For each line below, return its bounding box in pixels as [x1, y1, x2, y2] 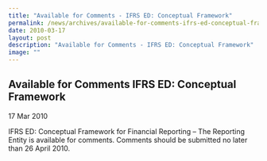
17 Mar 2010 [8, 111, 48, 121]
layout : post [8, 33, 52, 42]
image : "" [8, 48, 41, 56]
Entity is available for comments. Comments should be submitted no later [8, 135, 248, 144]
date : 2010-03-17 [8, 26, 66, 34]
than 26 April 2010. [8, 144, 71, 153]
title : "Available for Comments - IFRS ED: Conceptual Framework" [8, 11, 233, 20]
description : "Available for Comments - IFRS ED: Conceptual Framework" [8, 41, 254, 49]
